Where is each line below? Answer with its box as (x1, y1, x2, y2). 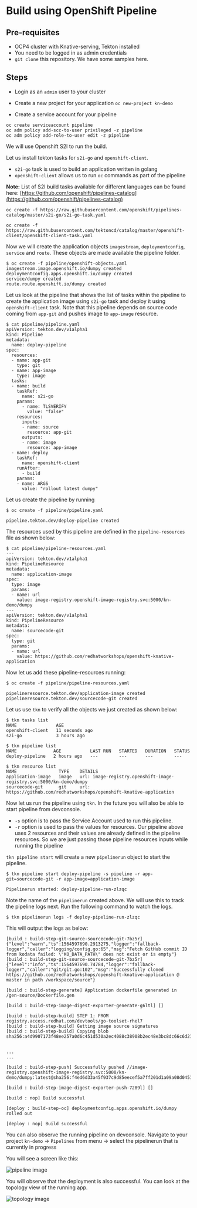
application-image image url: (6, 774, 91, 780)
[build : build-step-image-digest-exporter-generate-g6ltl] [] (6, 1003, 164, 1008)
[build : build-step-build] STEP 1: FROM (6, 1013, 109, 1019)
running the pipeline (14, 842, 63, 849)
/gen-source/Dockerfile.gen (6, 992, 75, 998)
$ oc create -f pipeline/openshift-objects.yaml (6, 260, 127, 266)
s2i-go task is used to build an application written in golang (14, 166, 158, 173)
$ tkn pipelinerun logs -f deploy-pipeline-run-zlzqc (6, 914, 141, 920)
